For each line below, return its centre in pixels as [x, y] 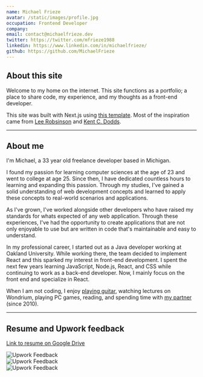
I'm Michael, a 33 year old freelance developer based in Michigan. [89, 160]
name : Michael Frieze [34, 12]
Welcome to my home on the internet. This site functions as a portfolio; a [97, 90]
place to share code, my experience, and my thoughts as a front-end [92, 97]
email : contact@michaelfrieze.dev [50, 34]
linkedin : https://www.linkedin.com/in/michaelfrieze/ [77, 46]
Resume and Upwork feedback [66, 328]
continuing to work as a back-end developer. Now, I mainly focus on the [96, 273]
